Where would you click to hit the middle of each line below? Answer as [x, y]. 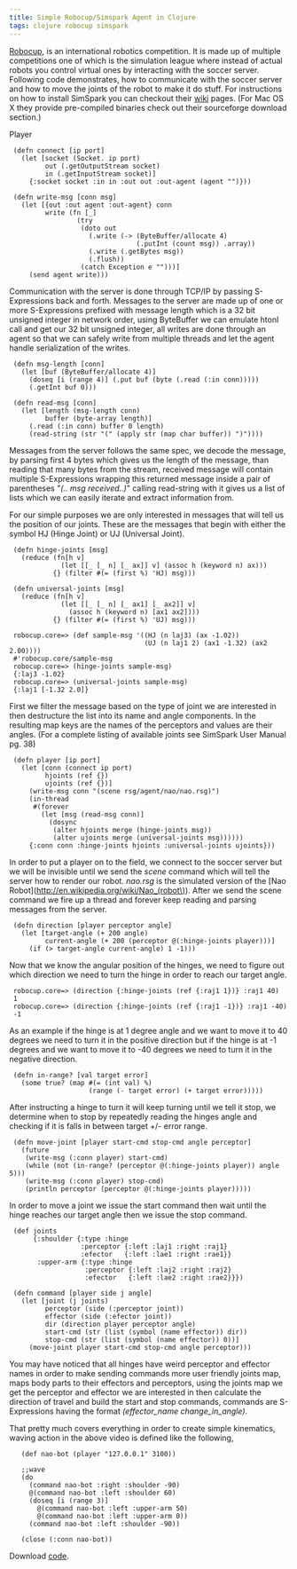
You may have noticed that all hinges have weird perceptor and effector [140, 1364]
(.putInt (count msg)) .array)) [195, 244]
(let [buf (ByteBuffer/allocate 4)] [89, 372]
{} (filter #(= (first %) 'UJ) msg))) [125, 619]
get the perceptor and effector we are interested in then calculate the [135, 1392]
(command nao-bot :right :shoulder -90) [104, 1485]
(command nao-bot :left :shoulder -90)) [104, 1524]
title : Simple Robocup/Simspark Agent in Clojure [103, 17]
